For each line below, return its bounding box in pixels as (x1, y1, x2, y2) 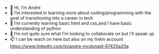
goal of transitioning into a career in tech (9, 15, 93, 21)
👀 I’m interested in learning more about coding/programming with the (9, 10, 152, 16)
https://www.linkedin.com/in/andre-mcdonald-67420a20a (9, 43, 129, 49)
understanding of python (9, 26, 61, 31)
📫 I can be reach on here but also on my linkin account (9, 36, 123, 42)
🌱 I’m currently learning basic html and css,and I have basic (9, 20, 132, 26)
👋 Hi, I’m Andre (9, 5, 41, 10)
